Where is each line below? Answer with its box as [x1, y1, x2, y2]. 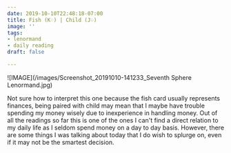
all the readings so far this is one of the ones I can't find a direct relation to [7, 116, 219, 124]
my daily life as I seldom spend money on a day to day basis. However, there [7, 123, 225, 132]
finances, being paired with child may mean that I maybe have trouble [7, 101, 205, 110]
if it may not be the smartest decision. [7, 138, 115, 146]
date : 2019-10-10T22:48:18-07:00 [7, 10, 103, 17]
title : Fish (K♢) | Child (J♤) [7, 17, 97, 23]
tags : [7, 29, 23, 37]
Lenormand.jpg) [7, 81, 53, 89]
